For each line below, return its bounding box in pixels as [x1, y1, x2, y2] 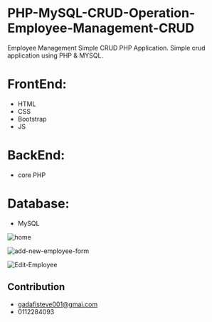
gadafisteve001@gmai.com [17, 300, 98, 308]
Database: [7, 195, 70, 211]
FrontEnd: [7, 76, 67, 92]
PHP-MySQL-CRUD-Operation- [7, 5, 196, 21]
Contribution [7, 281, 65, 293]
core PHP [17, 171, 46, 179]
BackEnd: [7, 147, 65, 163]
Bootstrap [17, 114, 47, 123]
